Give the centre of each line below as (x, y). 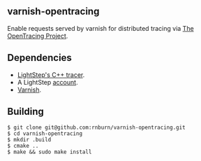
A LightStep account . (47, 82)
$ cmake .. (23, 146)
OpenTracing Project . (38, 36)
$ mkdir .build (29, 140)
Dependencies (39, 58)
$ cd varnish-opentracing (45, 134)
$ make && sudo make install (50, 152)
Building (25, 112)
